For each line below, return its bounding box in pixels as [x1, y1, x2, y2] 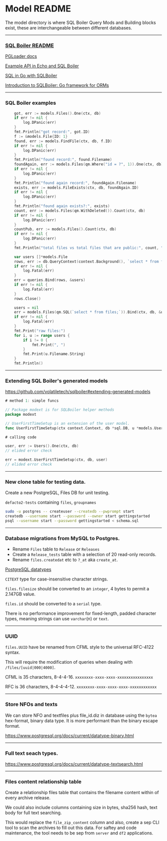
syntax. [5, 649, 20, 655]
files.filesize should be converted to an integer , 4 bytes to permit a [5, 586, 150, 592]
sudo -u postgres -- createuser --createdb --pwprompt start [5, 509, 135, 514]
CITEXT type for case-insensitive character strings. [5, 576, 108, 582]
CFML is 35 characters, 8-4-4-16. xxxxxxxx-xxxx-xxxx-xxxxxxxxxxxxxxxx [5, 674, 153, 680]
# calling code [5, 435, 37, 440]
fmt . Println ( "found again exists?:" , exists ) [14, 204, 110, 209]
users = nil [14, 305, 39, 310]
